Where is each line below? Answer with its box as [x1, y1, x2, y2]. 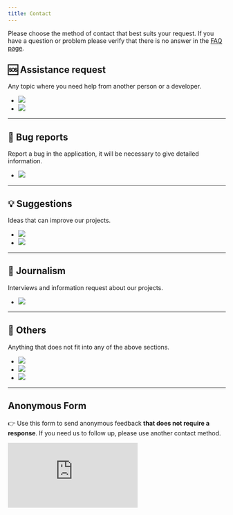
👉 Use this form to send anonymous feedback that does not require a [8, 419, 210, 427]
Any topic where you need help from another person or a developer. [8, 82, 202, 91]
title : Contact [8, 10, 52, 17]
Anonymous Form [8, 400, 87, 412]
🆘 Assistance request [8, 64, 106, 76]
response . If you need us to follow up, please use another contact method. [8, 428, 221, 437]
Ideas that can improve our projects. [8, 216, 111, 225]
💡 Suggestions [8, 198, 73, 210]
